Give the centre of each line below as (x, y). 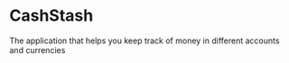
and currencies (37, 49)
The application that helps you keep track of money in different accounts (144, 40)
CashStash (51, 16)
